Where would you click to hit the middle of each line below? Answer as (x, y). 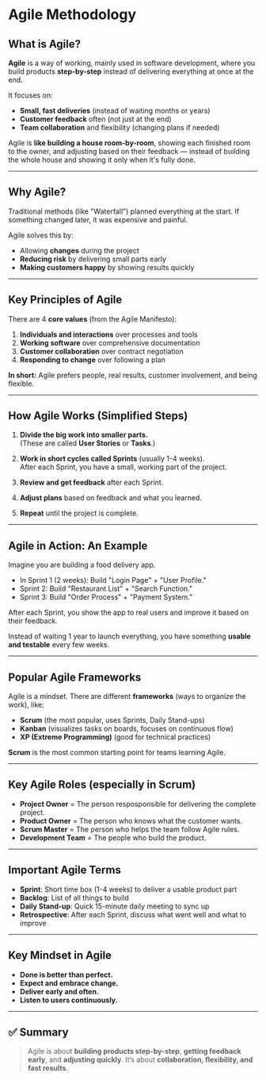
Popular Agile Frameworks (75, 677)
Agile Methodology (72, 15)
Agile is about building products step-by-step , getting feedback (134, 1051)
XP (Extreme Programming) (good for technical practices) (115, 737)
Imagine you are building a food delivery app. (82, 565)
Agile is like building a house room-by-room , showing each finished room (129, 143)
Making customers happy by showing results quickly (107, 267)
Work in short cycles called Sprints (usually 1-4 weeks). (112, 459)
